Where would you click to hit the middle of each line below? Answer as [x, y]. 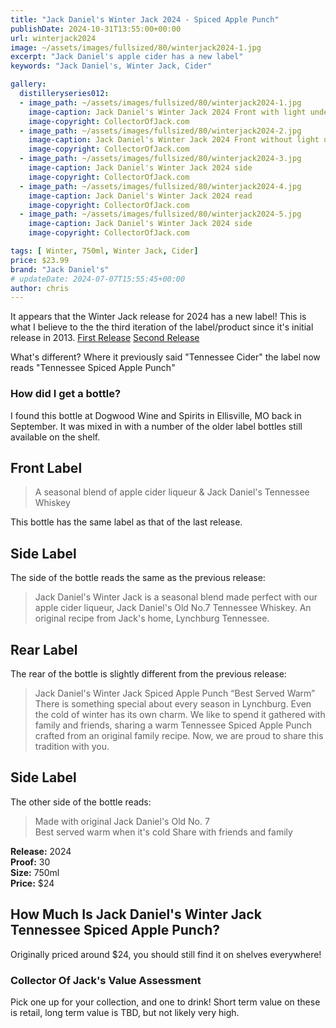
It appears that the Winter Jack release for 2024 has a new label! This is [158, 317]
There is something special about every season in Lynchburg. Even [173, 703]
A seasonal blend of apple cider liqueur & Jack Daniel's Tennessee [172, 492]
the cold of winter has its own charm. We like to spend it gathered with [180, 714]
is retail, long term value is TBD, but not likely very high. [125, 1012]
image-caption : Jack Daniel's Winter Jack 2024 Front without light [174, 140]
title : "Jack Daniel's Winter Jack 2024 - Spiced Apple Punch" [145, 19]
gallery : [28, 84]
